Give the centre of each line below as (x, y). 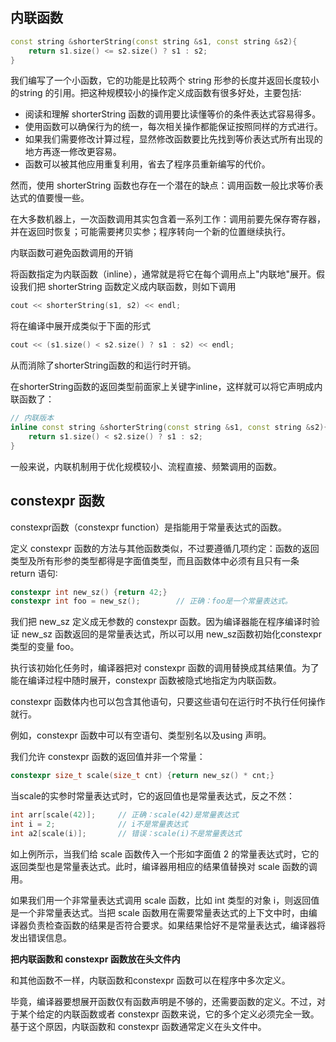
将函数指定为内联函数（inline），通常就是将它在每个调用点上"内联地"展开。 (163, 274)
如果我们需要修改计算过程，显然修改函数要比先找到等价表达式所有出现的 (173, 139)
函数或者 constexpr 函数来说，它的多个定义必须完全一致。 (199, 1014)
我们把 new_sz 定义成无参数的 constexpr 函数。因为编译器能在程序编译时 (161, 622)
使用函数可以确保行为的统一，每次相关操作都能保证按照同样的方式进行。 (173, 127)
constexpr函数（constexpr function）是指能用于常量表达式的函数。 (148, 527)
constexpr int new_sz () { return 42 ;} (89, 592)
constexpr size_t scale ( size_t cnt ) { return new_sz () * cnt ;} (142, 776)
